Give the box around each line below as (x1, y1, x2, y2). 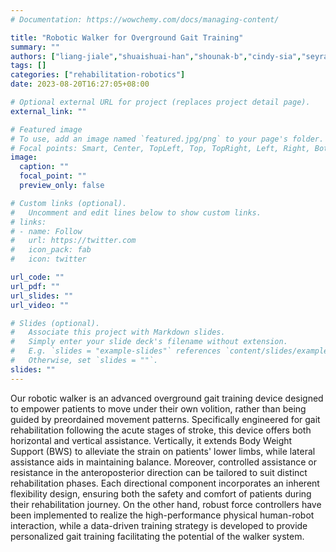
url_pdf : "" (10, 281, 60, 291)
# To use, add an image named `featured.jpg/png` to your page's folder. (10, 134, 325, 144)
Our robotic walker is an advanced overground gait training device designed (10, 392, 324, 404)
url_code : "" (10, 272, 65, 282)
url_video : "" (10, 300, 70, 310)
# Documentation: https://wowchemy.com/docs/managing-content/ (10, 14, 280, 25)
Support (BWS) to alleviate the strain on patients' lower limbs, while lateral (10, 445, 316, 457)
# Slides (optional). (10, 318, 101, 328)
